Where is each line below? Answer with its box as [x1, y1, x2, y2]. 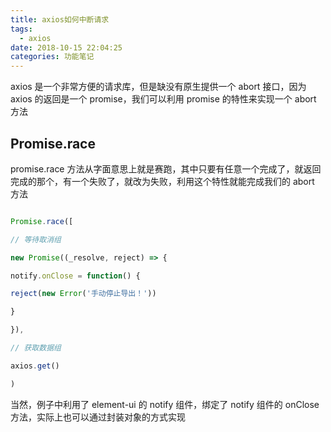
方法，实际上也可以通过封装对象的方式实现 [10, 411, 186, 423]
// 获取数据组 [10, 343, 62, 353]
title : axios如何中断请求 [10, 14, 110, 25]
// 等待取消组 [10, 234, 62, 245]
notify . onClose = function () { [10, 271, 141, 281]
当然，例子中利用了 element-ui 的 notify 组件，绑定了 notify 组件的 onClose [10, 398, 320, 410]
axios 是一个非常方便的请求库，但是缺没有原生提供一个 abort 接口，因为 [10, 81, 307, 93]
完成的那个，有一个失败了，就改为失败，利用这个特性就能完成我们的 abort [10, 175, 315, 187]
